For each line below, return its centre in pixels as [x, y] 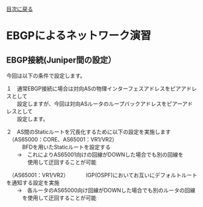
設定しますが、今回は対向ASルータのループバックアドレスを [92, 104]
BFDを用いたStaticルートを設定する [66, 147]
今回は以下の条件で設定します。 [46, 76]
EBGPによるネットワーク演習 [79, 36]
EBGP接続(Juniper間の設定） [61, 60]
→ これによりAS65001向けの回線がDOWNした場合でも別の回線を [100, 154]
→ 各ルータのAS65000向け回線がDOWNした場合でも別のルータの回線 [106, 190]
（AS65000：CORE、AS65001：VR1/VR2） [65, 139]
